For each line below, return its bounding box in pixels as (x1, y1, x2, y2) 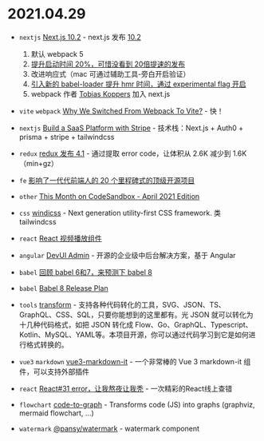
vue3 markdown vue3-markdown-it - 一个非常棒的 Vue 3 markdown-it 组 (18, 356, 251, 366)
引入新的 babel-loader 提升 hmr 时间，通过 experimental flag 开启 (30, 79, 246, 89)
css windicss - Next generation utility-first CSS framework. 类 (18, 208, 221, 217)
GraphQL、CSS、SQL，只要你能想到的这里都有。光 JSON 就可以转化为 (18, 309, 254, 320)
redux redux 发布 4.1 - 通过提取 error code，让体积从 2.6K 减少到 (18, 149, 232, 158)
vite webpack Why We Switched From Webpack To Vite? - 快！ (18, 105, 224, 116)
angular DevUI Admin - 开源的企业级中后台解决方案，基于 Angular (18, 250, 236, 260)
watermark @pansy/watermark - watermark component (18, 423, 200, 433)
